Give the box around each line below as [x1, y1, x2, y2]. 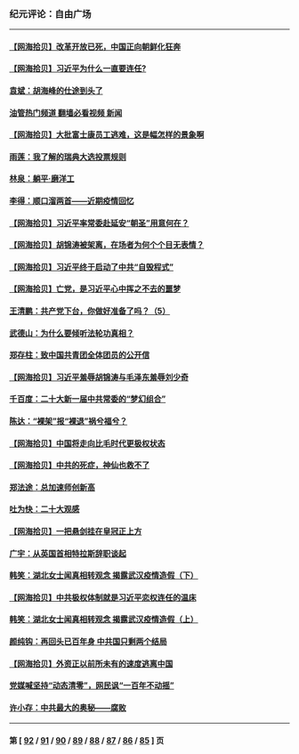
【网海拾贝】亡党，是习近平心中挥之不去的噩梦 [9, 283, 181, 295]
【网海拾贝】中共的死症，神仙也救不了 [9, 460, 149, 471]
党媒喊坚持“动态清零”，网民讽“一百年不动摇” [9, 680, 175, 691]
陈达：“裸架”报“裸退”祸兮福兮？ [9, 416, 128, 426]
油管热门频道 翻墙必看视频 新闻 [9, 107, 123, 118]
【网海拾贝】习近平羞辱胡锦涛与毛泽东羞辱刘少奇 [9, 371, 189, 382]
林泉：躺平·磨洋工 [9, 174, 75, 184]
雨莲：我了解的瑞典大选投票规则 [9, 151, 126, 162]
